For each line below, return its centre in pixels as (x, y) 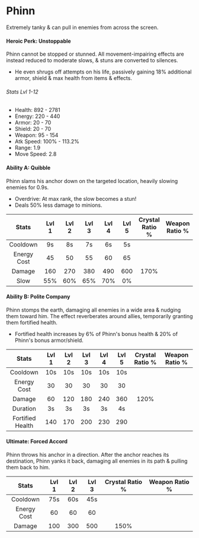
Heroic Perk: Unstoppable (38, 41)
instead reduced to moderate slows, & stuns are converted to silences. (92, 60)
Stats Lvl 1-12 (22, 92)
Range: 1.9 (27, 148)
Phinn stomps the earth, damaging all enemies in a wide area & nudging (94, 310)
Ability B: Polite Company (38, 297)
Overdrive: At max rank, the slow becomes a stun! (76, 198)
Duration (24, 408)
